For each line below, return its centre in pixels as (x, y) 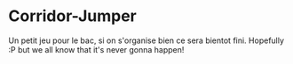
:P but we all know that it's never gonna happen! (96, 49)
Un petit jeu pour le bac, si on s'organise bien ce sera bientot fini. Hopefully (146, 40)
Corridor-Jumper (72, 16)
